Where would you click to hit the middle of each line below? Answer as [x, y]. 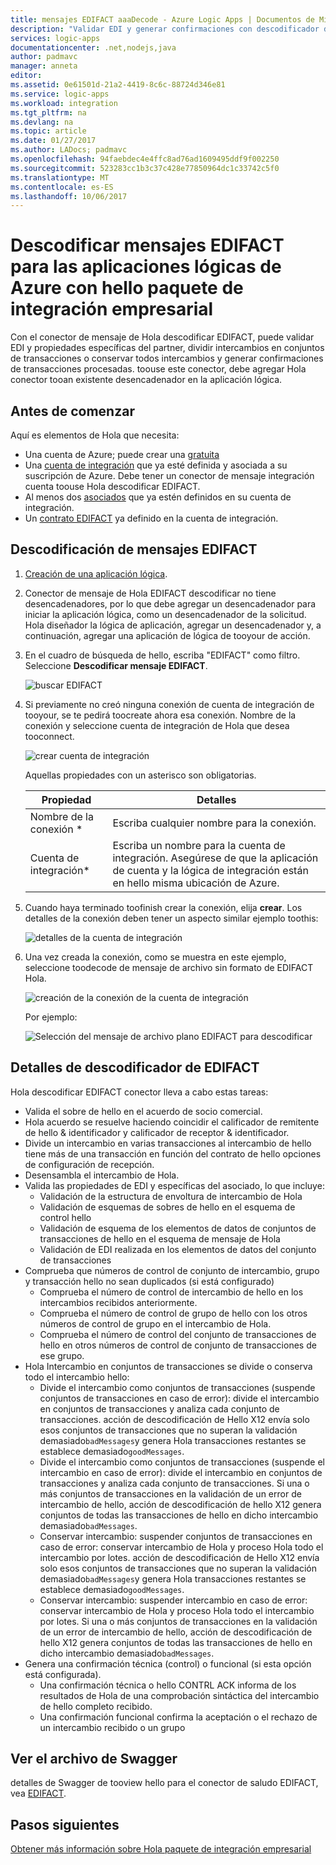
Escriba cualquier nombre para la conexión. [214, 823]
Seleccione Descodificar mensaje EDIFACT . [116, 665]
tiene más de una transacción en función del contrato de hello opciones [173, 1153]
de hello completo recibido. [96, 1706]
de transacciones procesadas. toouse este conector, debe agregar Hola [158, 369]
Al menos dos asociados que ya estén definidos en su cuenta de [158, 497]
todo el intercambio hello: [77, 1377]
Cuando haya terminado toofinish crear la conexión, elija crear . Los [163, 907]
